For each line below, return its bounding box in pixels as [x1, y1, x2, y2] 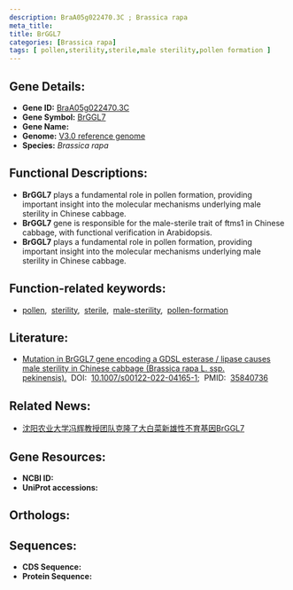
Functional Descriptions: [9, 166, 148, 181]
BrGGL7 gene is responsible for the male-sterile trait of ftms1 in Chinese [21, 217, 285, 228]
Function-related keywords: [9, 281, 166, 296]
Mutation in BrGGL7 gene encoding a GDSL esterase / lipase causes [21, 354, 272, 365]
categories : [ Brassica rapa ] [9, 37, 117, 47]
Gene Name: [21, 121, 69, 131]
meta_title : [9, 21, 53, 30]
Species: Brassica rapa [21, 139, 109, 151]
